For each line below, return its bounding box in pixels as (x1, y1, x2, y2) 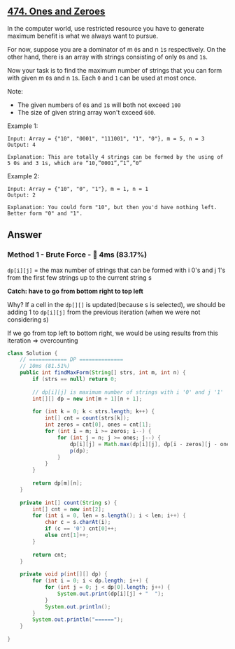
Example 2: (7, 171, 40, 180)
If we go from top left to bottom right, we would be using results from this (7, 329, 218, 337)
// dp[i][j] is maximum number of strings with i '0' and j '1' (32, 388, 224, 396)
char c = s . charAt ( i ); (44, 519, 111, 526)
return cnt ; (32, 551, 68, 558)
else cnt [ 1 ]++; (44, 532, 90, 539)
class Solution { (7, 350, 58, 357)
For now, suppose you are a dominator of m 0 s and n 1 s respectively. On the (7, 45, 226, 53)
